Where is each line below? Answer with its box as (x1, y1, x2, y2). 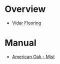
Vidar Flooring (11, 20, 41, 26)
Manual (4, 37, 37, 49)
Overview (4, 3, 46, 15)
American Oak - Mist (11, 54, 55, 60)
